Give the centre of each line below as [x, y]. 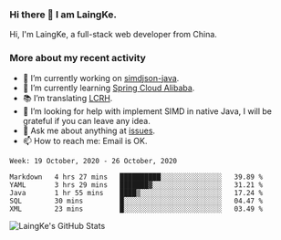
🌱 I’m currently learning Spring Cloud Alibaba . [109, 88]
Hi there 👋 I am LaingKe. [63, 15]
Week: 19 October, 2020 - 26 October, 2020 [94, 161]
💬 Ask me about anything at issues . [89, 130]
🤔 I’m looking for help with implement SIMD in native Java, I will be [147, 111]
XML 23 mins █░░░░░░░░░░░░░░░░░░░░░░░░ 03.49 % [136, 209]
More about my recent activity [78, 58]
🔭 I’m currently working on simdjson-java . [101, 78]
